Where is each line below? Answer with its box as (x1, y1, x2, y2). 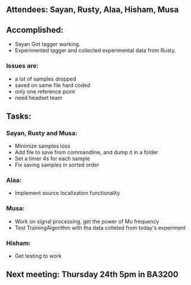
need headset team (14, 94, 62, 101)
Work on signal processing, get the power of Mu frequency (14, 217, 160, 225)
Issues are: (6, 62, 39, 70)
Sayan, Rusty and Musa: (6, 129, 78, 137)
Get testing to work (14, 252, 62, 260)
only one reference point (14, 88, 75, 95)
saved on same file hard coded (14, 81, 91, 88)
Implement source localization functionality (14, 190, 120, 197)
